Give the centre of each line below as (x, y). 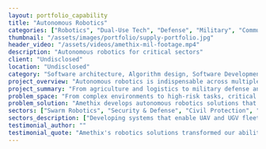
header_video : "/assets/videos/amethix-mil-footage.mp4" (104, 45)
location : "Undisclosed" (49, 67)
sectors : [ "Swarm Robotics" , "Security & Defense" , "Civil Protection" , (131, 111)
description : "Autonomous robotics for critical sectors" (106, 52)
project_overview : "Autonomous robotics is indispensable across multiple (134, 81)
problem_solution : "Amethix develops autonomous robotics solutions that (133, 103)
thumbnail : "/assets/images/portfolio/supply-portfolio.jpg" (111, 37)
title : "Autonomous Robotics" (58, 23)
